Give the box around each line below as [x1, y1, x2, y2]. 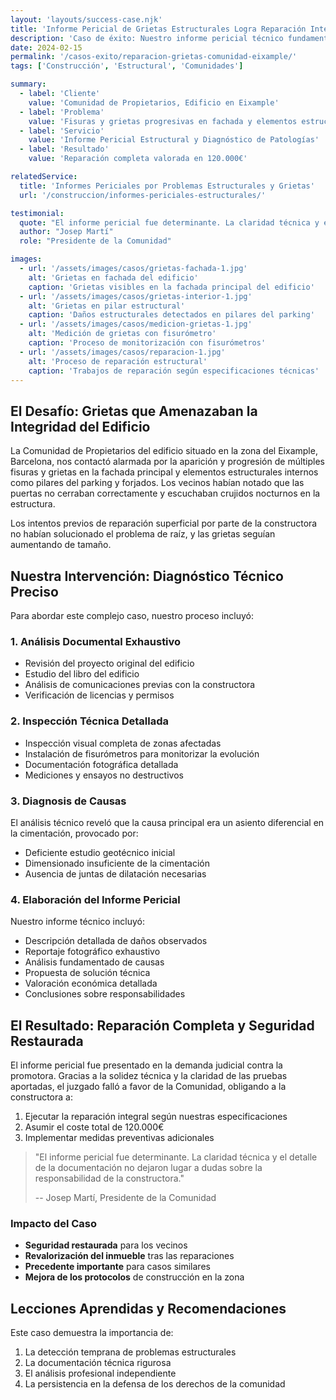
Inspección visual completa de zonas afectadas [24, 737, 222, 749]
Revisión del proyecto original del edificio [24, 657, 195, 670]
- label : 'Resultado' [19, 144, 110, 155]
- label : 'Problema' [19, 107, 105, 117]
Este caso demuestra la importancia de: [10, 1327, 174, 1339]
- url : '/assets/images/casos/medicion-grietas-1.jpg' [19, 319, 253, 330]
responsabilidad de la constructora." [34, 1172, 185, 1184]
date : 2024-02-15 [10, 42, 83, 53]
